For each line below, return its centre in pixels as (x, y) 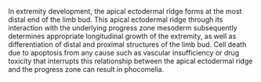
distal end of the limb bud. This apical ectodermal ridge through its (116, 20)
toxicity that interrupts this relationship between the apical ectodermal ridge (130, 61)
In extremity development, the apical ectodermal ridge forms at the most (125, 11)
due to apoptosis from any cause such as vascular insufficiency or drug (124, 53)
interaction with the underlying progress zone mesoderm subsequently (123, 28)
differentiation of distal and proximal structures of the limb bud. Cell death (127, 45)
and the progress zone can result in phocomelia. (86, 69)
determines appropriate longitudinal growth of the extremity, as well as (122, 36)
